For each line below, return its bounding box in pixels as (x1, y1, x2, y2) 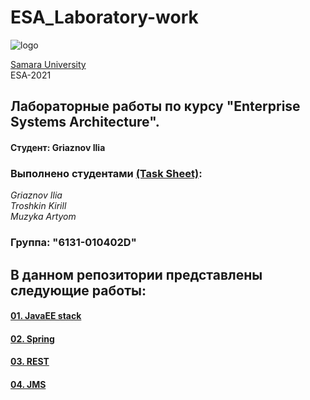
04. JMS (10, 378, 47, 390)
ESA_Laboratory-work (10, 6, 199, 29)
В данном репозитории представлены (10, 266, 263, 283)
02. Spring (10, 332, 55, 345)
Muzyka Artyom (10, 211, 77, 223)
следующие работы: (10, 282, 147, 299)
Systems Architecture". (10, 114, 160, 131)
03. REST (10, 356, 50, 368)
